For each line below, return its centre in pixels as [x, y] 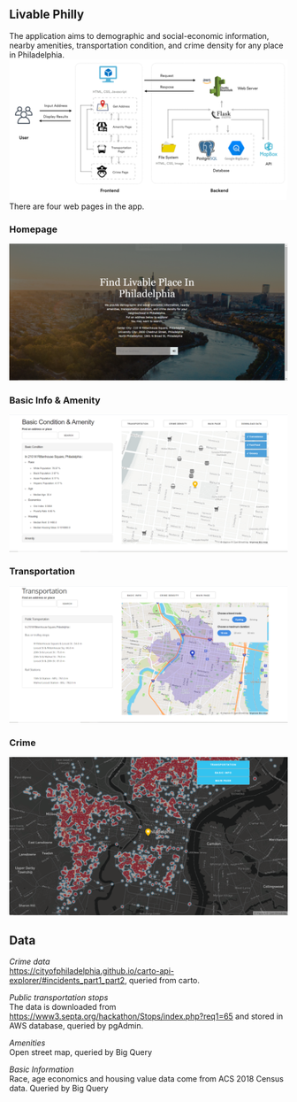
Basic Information [42, 1069]
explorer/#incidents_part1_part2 [67, 980]
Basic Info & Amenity [55, 400]
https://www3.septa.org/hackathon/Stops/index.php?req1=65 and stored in [146, 1016]
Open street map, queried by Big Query [81, 1052]
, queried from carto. [162, 980]
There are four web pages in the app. [77, 206]
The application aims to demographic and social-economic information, [139, 35]
